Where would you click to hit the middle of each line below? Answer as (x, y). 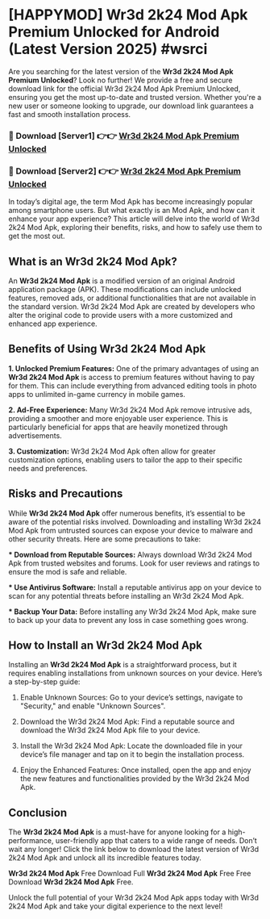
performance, (31, 841)
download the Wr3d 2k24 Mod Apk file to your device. (110, 730)
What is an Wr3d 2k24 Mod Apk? (93, 261)
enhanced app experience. (53, 324)
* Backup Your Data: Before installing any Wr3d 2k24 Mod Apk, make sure (133, 612)
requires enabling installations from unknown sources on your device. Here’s (135, 673)
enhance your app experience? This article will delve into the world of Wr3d (134, 219)
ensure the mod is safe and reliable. (68, 571)
